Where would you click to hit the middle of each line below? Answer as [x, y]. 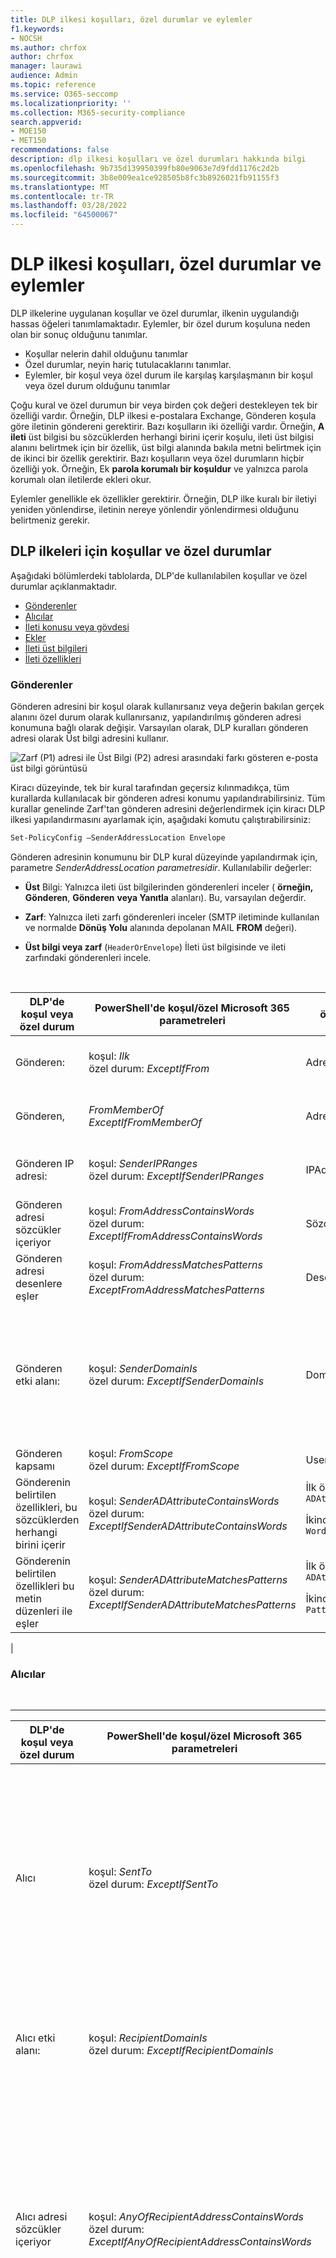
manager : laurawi [46, 66]
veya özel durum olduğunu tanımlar [97, 385]
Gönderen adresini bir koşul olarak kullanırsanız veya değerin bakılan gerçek [167, 707]
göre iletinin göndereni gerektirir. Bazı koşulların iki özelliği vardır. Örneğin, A [167, 426]
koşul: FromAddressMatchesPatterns [175, 1264]
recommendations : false [60, 150]
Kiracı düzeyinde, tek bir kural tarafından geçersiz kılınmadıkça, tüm [150, 788]
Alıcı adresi [41, 2217]
